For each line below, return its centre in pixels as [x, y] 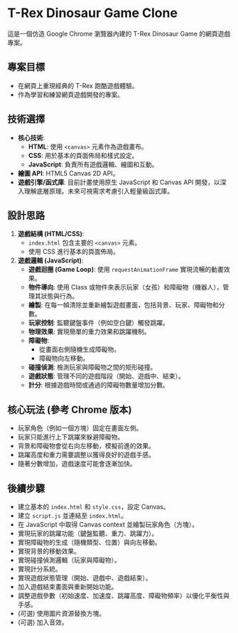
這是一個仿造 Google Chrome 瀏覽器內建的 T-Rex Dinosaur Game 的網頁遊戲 [119, 33]
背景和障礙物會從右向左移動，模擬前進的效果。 [86, 446]
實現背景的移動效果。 [49, 551]
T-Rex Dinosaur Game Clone [92, 13]
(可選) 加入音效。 [43, 622]
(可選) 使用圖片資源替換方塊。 [61, 613]
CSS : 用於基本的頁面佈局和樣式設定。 [83, 155]
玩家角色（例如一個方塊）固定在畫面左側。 [80, 428]
